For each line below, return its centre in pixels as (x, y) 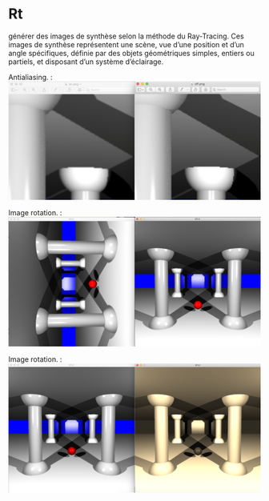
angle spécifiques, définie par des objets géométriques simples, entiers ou (131, 53)
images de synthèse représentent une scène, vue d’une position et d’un (126, 44)
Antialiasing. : (31, 77)
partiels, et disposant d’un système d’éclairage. (86, 62)
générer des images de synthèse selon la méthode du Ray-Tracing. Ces (126, 36)
